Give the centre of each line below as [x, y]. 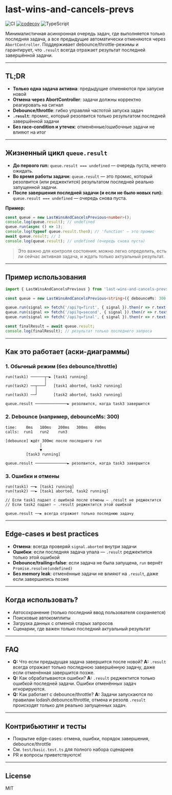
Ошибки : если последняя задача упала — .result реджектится [82, 552]
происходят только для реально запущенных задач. [70, 705]
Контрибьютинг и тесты [46, 726]
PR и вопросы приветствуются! [47, 755]
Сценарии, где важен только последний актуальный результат [82, 629]
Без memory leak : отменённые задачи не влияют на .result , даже [85, 573]
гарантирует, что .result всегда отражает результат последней [76, 50]
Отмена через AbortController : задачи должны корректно [77, 99]
